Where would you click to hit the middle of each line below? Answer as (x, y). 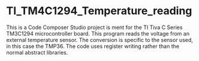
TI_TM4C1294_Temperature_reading (99, 11)
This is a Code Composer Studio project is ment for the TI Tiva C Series (94, 27)
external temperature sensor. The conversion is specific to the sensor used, (100, 40)
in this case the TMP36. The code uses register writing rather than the (93, 46)
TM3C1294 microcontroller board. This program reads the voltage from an (98, 33)
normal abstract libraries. (37, 52)
